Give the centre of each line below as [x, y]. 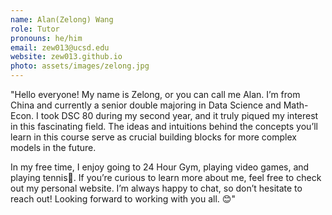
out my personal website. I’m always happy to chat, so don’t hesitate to [156, 188]
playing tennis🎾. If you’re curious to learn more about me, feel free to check [166, 177]
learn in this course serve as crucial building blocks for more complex [153, 137]
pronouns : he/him [46, 38]
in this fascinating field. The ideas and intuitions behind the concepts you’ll [164, 126]
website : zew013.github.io [66, 57]
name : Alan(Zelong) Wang [62, 19]
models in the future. [53, 147]
